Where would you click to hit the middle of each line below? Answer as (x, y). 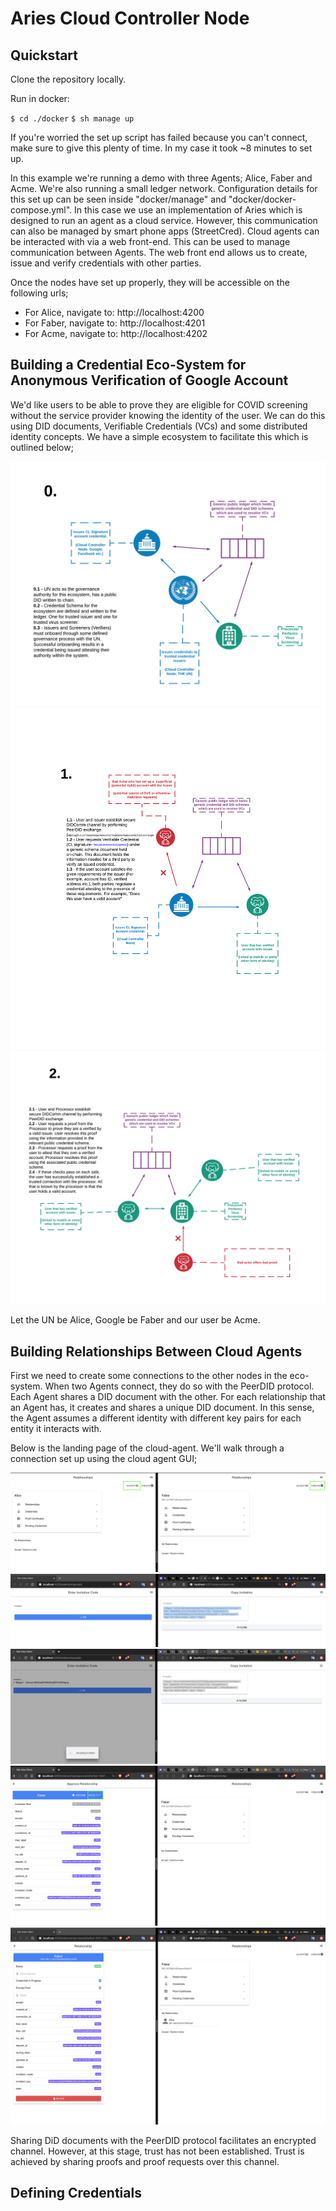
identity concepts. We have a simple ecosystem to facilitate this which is (159, 436)
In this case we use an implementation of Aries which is (188, 210)
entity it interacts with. (56, 1428)
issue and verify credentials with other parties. (106, 263)
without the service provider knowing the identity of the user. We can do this (168, 415)
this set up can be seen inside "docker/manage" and (118, 199)
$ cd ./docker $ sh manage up (72, 119)
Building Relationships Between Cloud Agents (156, 1351)
